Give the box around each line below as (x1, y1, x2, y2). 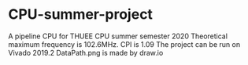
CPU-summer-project (8, 5, 154, 23)
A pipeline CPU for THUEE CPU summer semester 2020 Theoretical (8, 31, 228, 41)
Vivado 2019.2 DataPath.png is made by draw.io (8, 48, 164, 57)
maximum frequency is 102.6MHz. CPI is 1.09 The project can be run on (8, 39, 241, 49)
